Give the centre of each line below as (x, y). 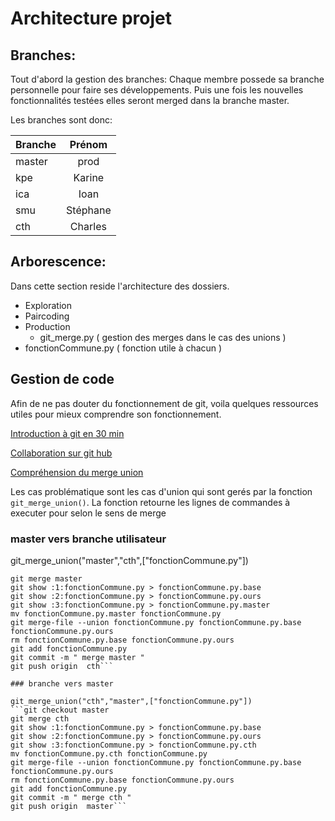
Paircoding (47, 316)
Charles (88, 226)
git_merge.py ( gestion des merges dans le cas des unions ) (163, 337)
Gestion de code (62, 379)
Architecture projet (91, 18)
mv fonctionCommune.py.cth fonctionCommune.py (109, 753)
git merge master (46, 578)
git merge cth (40, 718)
